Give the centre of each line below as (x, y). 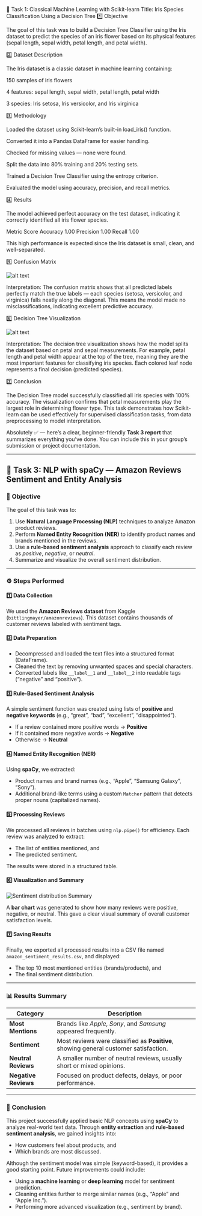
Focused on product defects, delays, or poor (119, 1075)
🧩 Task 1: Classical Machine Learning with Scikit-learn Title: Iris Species (95, 9)
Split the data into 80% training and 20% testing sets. (72, 164)
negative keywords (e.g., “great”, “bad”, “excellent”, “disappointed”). (91, 716)
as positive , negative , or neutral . (55, 553)
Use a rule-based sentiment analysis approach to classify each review (103, 547)
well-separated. (26, 250)
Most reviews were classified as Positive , (115, 1041)
